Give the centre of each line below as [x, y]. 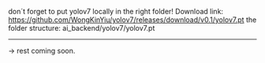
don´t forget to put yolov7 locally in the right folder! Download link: [116, 11]
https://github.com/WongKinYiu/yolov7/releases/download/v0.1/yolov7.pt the [132, 20]
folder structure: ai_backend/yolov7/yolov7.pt [82, 28]
